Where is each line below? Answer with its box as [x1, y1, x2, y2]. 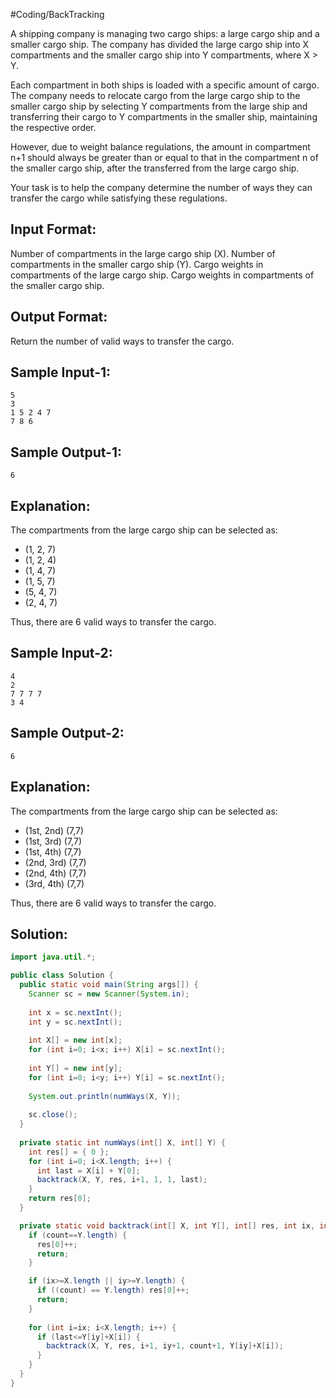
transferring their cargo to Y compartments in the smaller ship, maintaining [10, 111, 318, 123]
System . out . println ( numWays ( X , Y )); [28, 1091, 182, 1101]
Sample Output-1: [10, 444, 123, 461]
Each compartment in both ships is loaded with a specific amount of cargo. [10, 79, 320, 91]
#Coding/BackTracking [10, 9, 105, 20]
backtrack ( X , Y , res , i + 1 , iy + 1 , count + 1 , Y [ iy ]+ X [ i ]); [46, 1341, 285, 1351]
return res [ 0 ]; [28, 1194, 92, 1204]
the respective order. [10, 122, 97, 133]
